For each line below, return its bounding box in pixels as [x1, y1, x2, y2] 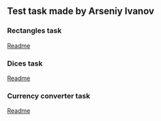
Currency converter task [7, 91, 91, 100]
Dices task [7, 58, 43, 68]
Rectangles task [7, 26, 62, 36]
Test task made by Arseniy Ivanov [7, 5, 155, 17]
